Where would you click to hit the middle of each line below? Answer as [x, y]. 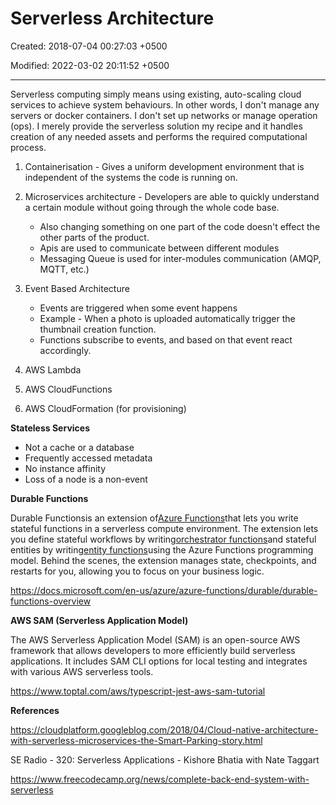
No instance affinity [65, 468]
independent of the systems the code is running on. [131, 177]
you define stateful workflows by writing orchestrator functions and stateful [163, 539]
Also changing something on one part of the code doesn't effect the [180, 226]
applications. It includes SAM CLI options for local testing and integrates [159, 661]
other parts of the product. [94, 237]
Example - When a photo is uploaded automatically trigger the [167, 318]
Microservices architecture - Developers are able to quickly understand [172, 196]
